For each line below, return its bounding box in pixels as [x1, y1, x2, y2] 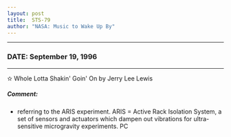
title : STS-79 [7, 17, 51, 23]
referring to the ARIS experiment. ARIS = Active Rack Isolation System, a [16, 107, 222, 116]
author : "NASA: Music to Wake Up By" [7, 23, 115, 30]
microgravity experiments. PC [44, 122, 129, 130]
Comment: [7, 90, 38, 98]
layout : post [7, 10, 45, 17]
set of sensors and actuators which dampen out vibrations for [16, 114, 192, 123]
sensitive [16, 122, 43, 130]
